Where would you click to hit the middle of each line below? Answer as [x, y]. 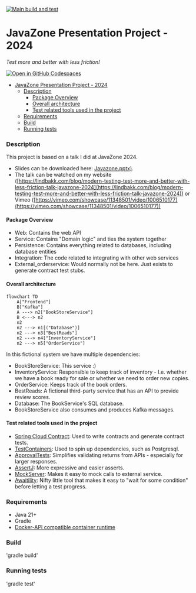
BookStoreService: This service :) [55, 365]
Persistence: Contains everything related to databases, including [93, 245]
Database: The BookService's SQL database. [69, 403]
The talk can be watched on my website [63, 175]
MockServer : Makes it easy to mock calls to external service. [89, 474]
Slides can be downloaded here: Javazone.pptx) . [74, 168]
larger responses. [36, 461]
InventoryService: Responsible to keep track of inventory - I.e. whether [101, 372]
